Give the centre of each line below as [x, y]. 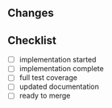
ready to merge [45, 96]
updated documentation [59, 86]
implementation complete [61, 69]
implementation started [58, 60]
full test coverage [48, 78]
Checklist [32, 40]
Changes [31, 13]
